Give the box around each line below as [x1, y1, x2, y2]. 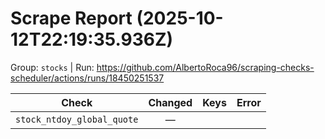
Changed [148, 95, 193, 109]
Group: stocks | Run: [10, 61, 95, 73]
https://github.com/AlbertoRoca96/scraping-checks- [96, 61, 315, 73]
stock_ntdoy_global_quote [15, 113, 139, 125]
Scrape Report [10, 7, 133, 30]
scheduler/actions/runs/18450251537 [10, 72, 165, 84]
